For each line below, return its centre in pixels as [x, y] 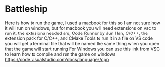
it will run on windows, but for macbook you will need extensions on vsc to [81, 28]
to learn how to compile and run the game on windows [60, 54]
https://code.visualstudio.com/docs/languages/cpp [57, 59]
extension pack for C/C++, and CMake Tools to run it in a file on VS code [79, 38]
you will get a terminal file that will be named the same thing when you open [82, 43]
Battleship [26, 9]
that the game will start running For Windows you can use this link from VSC [82, 49]
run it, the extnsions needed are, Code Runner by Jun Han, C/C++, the [77, 33]
